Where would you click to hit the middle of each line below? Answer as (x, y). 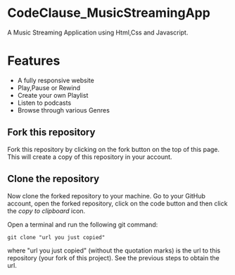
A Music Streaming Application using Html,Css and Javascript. (98, 32)
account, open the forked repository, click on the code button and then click (118, 203)
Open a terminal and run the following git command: (83, 224)
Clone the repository (53, 179)
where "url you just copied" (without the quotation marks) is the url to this (114, 250)
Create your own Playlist (53, 95)
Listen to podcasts (44, 103)
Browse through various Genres (64, 110)
